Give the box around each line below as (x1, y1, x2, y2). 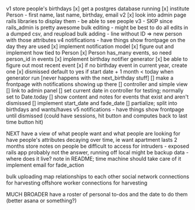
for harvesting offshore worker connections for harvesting (6, 179, 148, 186)
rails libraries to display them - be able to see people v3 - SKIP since (6, 18, 173, 24)
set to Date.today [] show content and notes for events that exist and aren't (6, 93, 189, 100)
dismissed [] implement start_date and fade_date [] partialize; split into (6, 100, 177, 106)
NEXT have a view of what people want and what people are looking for (6, 130, 181, 137)
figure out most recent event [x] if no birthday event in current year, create (6, 62, 187, 69)
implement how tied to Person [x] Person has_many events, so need (6, 49, 172, 56)
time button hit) (6, 119, 44, 125)
